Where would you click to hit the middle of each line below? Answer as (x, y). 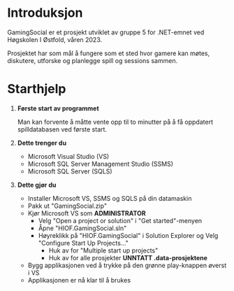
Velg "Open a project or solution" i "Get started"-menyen (120, 220)
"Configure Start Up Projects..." (83, 243)
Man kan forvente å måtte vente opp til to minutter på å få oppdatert (115, 122)
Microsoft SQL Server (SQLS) (70, 171)
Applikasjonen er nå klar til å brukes (79, 280)
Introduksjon (45, 13)
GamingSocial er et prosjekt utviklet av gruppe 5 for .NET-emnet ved (106, 32)
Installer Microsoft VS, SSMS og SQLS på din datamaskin (110, 198)
